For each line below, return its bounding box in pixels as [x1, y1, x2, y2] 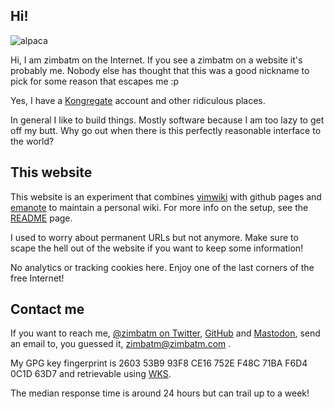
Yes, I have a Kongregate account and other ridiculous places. [10, 94, 266, 106]
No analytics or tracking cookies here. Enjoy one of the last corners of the [10, 261, 315, 273]
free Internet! [10, 272, 65, 284]
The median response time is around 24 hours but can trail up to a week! [10, 387, 310, 399]
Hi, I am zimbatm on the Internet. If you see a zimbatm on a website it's [10, 54, 303, 66]
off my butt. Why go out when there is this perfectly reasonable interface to [10, 124, 322, 136]
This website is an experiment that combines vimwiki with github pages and [10, 190, 322, 203]
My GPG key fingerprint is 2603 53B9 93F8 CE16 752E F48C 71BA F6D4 [10, 357, 308, 369]
